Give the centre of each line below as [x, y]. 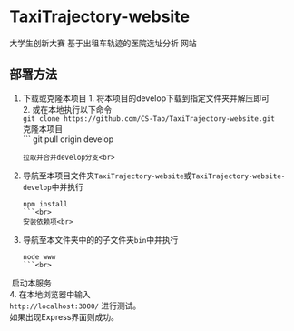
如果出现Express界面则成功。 [64, 316]
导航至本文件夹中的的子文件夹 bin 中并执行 [100, 239]
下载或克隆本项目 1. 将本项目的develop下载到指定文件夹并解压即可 [146, 98]
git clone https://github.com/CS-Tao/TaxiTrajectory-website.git [148, 119]
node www [39, 256]
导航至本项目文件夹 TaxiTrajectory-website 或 [107, 176]
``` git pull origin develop [68, 139]
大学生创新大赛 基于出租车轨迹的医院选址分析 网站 [103, 43]
